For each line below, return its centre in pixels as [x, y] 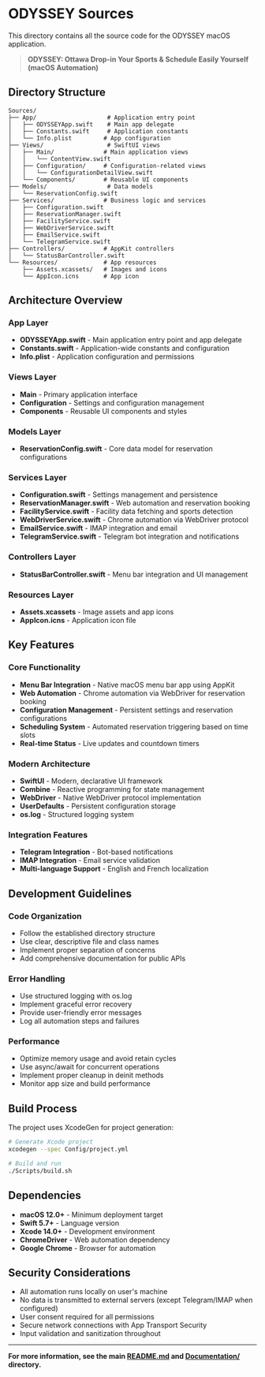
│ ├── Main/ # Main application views [99, 152]
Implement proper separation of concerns [88, 950]
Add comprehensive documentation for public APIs [103, 958]
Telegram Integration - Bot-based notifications [96, 852]
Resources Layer [41, 595]
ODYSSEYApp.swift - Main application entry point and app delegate [131, 340]
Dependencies [45, 1196]
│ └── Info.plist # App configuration [90, 138]
